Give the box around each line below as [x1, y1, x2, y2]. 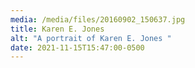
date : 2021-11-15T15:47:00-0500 [10, 42, 145, 53]
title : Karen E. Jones [10, 24, 105, 34]
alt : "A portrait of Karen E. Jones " [10, 33, 172, 43]
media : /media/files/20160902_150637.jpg [10, 14, 186, 25]
